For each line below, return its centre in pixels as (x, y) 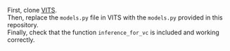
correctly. (21, 40)
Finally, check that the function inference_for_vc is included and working (113, 32)
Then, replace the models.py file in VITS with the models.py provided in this (115, 17)
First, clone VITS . (32, 10)
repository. (23, 25)
